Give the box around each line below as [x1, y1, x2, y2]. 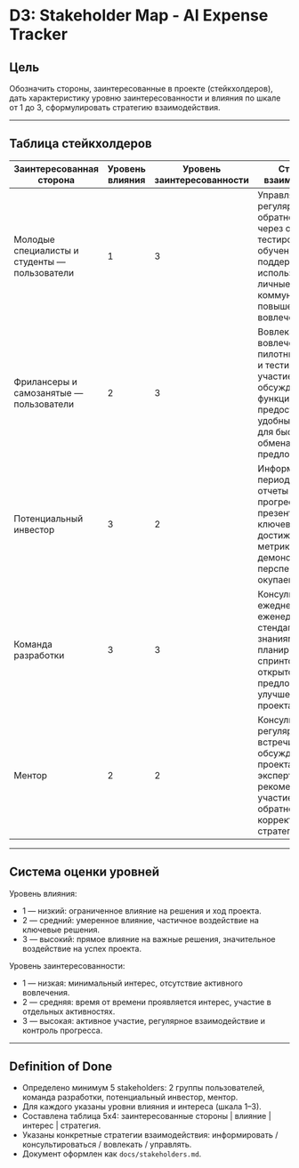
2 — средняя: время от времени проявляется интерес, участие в [21, 996, 271, 1007]
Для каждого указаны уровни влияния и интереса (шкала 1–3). [21, 1101, 263, 1112]
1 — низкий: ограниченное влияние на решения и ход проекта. [21, 905, 263, 916]
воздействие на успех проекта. [21, 943, 142, 954]
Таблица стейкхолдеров [9, 136, 153, 151]
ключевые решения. [21, 924, 101, 935]
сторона [37, 173, 76, 186]
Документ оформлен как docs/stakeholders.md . [21, 1148, 202, 1159]
